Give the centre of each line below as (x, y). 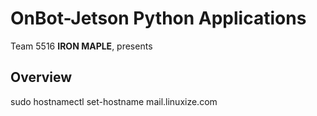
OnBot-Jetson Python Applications (158, 18)
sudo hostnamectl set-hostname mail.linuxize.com (114, 101)
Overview (41, 77)
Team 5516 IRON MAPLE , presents (81, 46)
